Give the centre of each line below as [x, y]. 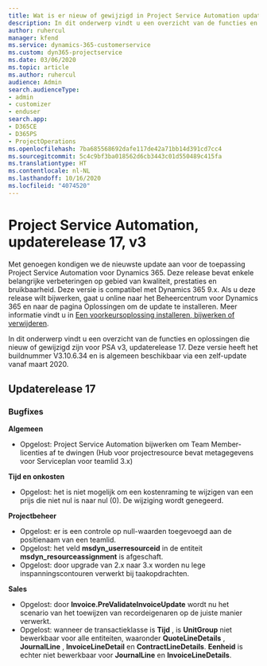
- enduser [25, 112]
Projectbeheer [33, 516]
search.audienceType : [44, 90]
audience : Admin [35, 82]
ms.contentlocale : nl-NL [49, 171]
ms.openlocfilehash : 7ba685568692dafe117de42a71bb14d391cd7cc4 [115, 149]
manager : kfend [33, 38]
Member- [226, 444]
